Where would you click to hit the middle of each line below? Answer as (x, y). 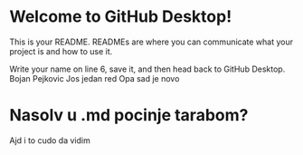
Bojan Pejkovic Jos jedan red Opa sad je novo (95, 78)
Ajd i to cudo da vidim (50, 140)
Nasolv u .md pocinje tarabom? (129, 116)
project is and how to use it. (61, 51)
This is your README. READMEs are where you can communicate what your (151, 42)
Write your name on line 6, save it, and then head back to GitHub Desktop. (147, 69)
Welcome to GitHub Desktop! (121, 17)
